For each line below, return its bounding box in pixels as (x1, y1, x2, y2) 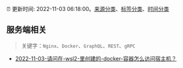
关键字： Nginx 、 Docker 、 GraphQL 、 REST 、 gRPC (21, 42, 135, 49)
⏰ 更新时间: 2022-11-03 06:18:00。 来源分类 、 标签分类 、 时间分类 (6, 5, 170, 12)
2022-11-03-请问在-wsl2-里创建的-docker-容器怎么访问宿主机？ (15, 55, 177, 62)
